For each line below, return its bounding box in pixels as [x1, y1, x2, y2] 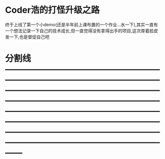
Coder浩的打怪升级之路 [5, 4, 100, 16]
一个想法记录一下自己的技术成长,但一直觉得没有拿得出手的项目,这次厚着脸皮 [5, 27, 159, 33]
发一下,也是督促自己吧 [5, 34, 50, 40]
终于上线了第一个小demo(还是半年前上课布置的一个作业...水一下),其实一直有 [5, 22, 158, 27]
